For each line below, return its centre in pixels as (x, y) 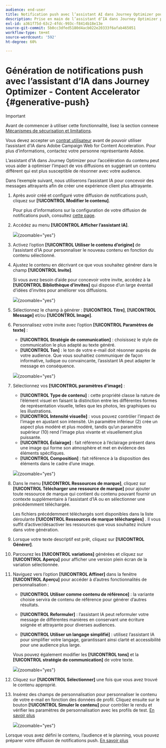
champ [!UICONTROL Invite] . (43, 270)
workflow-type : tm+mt (28, 33)
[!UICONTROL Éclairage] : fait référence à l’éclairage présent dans (88, 442)
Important (16, 116)
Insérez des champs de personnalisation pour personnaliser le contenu (85, 694)
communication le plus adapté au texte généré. (68, 345)
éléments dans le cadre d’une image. (57, 463)
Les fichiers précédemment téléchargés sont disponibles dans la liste (83, 514)
